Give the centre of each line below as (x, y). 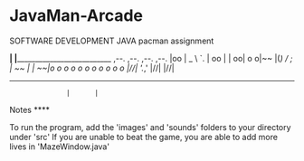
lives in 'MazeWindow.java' (60, 147)
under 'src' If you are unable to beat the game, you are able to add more (144, 137)
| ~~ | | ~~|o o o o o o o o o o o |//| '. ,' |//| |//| (92, 68)
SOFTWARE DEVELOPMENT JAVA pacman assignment (112, 41)
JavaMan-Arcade (76, 16)
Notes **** (29, 109)
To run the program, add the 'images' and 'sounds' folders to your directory (150, 127)
